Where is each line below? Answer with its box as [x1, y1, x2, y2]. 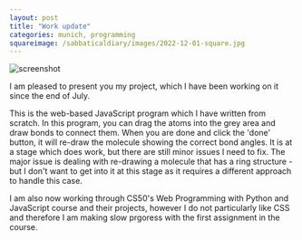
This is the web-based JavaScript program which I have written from [9, 108, 267, 119]
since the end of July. [9, 91, 91, 101]
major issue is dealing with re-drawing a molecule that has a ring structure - [9, 156, 293, 168]
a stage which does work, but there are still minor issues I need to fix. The [9, 147, 286, 158]
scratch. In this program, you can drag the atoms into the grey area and [9, 118, 277, 129]
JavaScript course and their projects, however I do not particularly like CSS [9, 203, 290, 214]
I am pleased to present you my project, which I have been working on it [9, 81, 279, 91]
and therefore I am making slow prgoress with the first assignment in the [9, 212, 280, 223]
